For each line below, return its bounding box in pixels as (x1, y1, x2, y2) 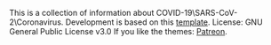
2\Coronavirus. (9, 17, 64, 27)
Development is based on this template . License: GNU (65, 17, 264, 27)
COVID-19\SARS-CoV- (155, 8, 238, 18)
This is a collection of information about (9, 8, 155, 18)
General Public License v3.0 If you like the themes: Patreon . (9, 26, 228, 36)
